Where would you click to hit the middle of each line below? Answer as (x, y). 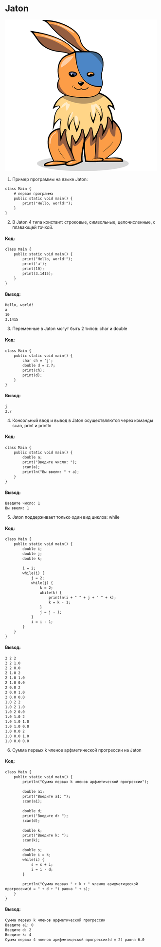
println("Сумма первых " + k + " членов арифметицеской (80, 884)
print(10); (34, 269)
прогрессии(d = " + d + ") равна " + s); (48, 889)
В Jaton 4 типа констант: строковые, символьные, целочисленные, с (84, 222)
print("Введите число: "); (50, 462)
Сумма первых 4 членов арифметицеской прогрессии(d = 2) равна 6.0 (75, 940)
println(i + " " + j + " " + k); (82, 598)
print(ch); (34, 370)
